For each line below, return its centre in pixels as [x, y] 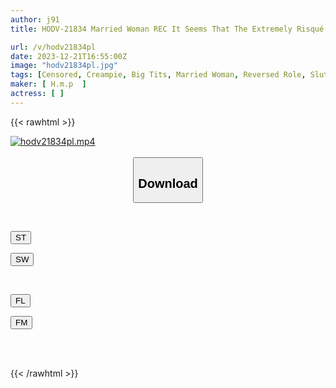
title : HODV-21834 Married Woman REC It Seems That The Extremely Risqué [167, 29]
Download [168, 183]
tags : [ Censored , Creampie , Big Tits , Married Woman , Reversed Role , [158, 75]
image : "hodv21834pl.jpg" [64, 66]
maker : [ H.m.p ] [48, 84]
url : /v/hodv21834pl [53, 47]
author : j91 [35, 19]
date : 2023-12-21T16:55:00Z [69, 56]
